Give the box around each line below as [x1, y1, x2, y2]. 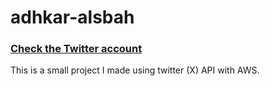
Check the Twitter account [10, 42, 143, 56]
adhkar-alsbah [10, 6, 135, 29]
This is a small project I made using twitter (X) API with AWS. [10, 64, 260, 76]
